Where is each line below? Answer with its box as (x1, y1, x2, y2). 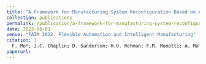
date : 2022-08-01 (6, 26, 51, 32)
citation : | (6, 37, 37, 43)
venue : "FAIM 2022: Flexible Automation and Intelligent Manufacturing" (6, 32, 196, 38)
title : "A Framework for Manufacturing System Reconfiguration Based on (6, 9, 196, 15)
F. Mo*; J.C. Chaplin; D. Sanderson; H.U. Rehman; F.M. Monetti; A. (12, 43, 191, 49)
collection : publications (6, 15, 72, 21)
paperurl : (6, 49, 32, 55)
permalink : (6, 20, 34, 26)
